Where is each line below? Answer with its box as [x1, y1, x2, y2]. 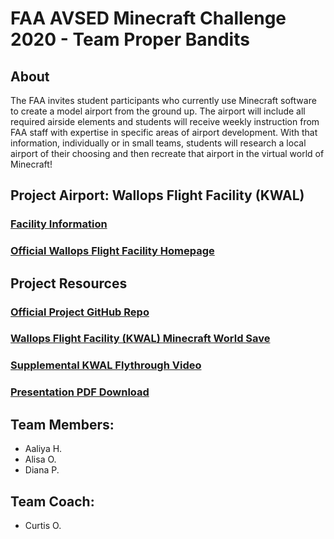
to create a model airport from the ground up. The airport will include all [10, 105, 306, 117]
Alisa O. [24, 453, 57, 466]
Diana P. [24, 464, 60, 476]
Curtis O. [24, 519, 62, 531]
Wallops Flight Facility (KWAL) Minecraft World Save [10, 332, 271, 346]
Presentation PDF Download [10, 385, 150, 399]
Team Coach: [10, 493, 95, 510]
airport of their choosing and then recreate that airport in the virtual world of [10, 148, 325, 159]
